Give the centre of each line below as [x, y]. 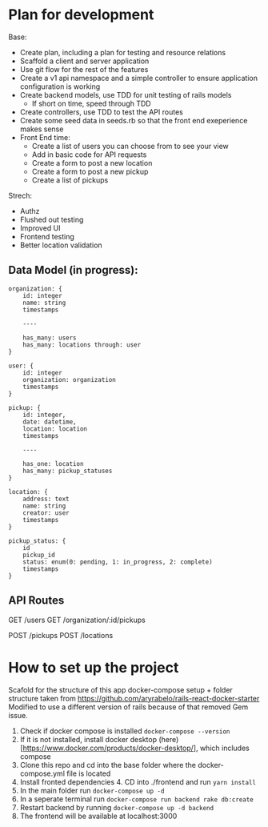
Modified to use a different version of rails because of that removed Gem [128, 707]
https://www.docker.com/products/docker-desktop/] [110, 748]
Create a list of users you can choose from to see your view [130, 146]
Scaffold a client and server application [84, 61]
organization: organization [69, 379]
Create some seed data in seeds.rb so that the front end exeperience [134, 120]
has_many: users [50, 338]
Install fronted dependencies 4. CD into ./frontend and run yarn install [138, 781]
